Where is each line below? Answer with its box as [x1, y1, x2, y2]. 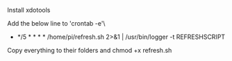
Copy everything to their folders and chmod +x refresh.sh [7, 46, 172, 54]
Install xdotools [7, 6, 51, 14]
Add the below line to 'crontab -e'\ [7, 19, 106, 27]
